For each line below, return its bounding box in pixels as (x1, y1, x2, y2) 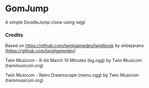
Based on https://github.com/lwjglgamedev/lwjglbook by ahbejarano (5, 43, 144, 49)
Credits (5, 31, 23, 38)
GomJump (5, 3, 49, 14)
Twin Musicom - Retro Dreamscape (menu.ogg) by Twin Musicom (5, 72, 139, 78)
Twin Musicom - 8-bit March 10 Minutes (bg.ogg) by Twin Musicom (5, 58, 142, 63)
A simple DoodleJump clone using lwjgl (5, 19, 85, 25)
